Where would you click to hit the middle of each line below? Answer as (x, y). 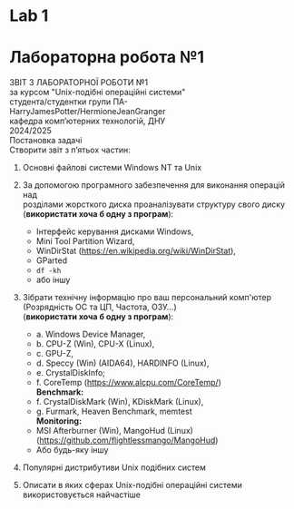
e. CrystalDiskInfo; (71, 373)
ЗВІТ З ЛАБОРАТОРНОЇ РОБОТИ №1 (78, 83)
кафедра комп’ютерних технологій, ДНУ (88, 121)
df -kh (49, 271)
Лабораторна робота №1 (107, 58)
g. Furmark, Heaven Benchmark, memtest (114, 411)
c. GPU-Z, (55, 354)
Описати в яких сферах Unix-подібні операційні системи (132, 485)
